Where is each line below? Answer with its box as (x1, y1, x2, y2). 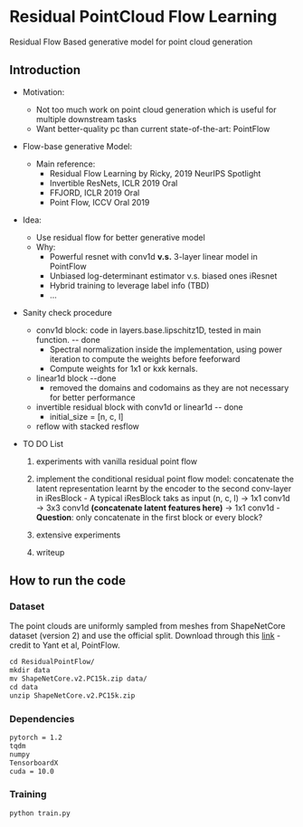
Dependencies (9, 712, 75, 725)
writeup (35, 547, 65, 557)
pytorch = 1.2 (9, 733, 63, 743)
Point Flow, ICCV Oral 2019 (49, 196, 150, 207)
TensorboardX (9, 758, 59, 767)
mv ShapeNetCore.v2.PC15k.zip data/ (9, 674, 147, 684)
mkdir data (9, 666, 51, 675)
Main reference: (35, 158, 96, 169)
